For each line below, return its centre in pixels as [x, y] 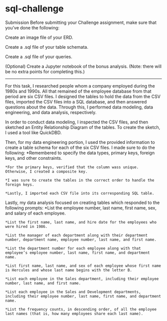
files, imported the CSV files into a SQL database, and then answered [76, 102]
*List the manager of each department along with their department [77, 235]
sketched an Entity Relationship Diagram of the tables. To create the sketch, [83, 127]
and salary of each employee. [36, 213]
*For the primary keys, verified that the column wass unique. [72, 167]
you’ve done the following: [32, 27]
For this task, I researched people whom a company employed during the [80, 86]
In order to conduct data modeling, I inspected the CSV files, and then [77, 122]
